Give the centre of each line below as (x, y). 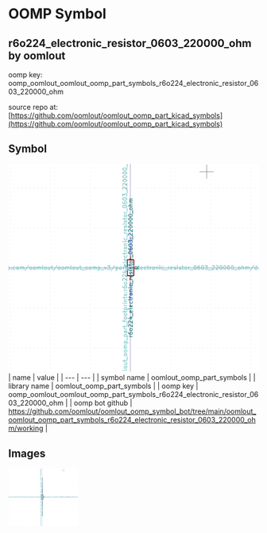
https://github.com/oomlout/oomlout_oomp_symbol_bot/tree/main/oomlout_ (132, 411)
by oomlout (37, 55)
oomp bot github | (103, 403)
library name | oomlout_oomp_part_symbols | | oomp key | (103, 386)
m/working (26, 428)
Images (27, 453)
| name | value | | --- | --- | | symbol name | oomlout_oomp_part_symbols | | (132, 378)
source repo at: (33, 107)
